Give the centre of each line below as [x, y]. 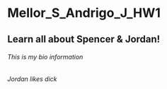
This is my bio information [45, 57]
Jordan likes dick [33, 78]
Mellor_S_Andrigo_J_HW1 [84, 13]
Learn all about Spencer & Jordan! [84, 39]
